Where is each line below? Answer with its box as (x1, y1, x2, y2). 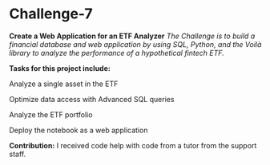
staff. (9, 149, 26, 159)
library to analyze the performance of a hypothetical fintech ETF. (9, 48, 225, 57)
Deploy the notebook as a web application (9, 125, 148, 135)
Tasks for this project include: (9, 63, 111, 73)
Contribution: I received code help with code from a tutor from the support (9, 140, 257, 150)
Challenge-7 (9, 5, 93, 23)
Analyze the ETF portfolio (9, 109, 93, 120)
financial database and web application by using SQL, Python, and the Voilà (9, 39, 262, 49)
